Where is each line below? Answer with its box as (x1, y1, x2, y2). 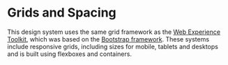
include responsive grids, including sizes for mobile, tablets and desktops (7, 42, 218, 50)
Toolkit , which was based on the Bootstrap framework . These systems (7, 35, 210, 43)
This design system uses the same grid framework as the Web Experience (7, 28, 221, 36)
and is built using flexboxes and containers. (7, 50, 132, 58)
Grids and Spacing (7, 5, 116, 21)
